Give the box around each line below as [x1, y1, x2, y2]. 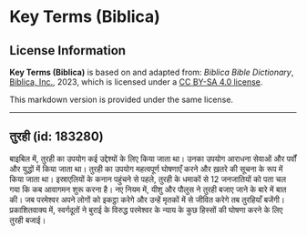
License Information [9, 43, 126, 58]
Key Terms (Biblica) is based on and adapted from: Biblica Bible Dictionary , [9, 66, 294, 77]
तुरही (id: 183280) [9, 129, 104, 145]
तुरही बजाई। [9, 214, 46, 225]
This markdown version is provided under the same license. [9, 94, 234, 105]
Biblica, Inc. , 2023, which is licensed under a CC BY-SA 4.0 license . [9, 77, 263, 87]
